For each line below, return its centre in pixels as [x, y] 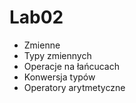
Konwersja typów [59, 77]
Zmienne [42, 45]
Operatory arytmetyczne [74, 87]
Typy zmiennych [57, 55]
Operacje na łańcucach [71, 66]
